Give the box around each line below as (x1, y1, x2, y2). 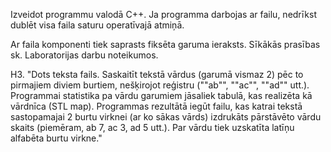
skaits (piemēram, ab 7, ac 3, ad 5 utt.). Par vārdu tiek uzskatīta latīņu (10, 122, 295, 133)
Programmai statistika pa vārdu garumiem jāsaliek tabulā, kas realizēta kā (10, 90, 313, 101)
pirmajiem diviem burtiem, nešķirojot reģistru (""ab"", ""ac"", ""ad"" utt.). (10, 79, 310, 91)
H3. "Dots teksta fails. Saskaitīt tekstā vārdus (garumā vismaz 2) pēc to (10, 69, 304, 80)
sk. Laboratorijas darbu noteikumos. (10, 49, 159, 61)
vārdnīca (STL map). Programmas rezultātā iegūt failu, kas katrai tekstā (10, 100, 303, 112)
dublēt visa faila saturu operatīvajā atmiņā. (10, 19, 185, 31)
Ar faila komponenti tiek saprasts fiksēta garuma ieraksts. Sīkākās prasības (10, 39, 321, 50)
